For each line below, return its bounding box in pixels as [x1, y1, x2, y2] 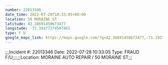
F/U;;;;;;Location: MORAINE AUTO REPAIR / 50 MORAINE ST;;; [5, 54, 132, 60]
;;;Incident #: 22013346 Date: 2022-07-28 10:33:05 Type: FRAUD [5, 48, 139, 55]
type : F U [5, 30, 26, 35]
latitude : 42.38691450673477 [5, 21, 66, 26]
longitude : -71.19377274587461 [5, 26, 70, 31]
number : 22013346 [5, 7, 41, 12]
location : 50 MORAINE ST [5, 16, 57, 21]
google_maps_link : [5, 35, 43, 40]
